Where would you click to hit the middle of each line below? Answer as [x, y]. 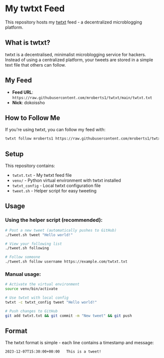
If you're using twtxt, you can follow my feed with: [55, 130]
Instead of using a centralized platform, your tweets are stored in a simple [79, 60]
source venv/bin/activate [31, 289]
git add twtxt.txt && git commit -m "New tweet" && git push [69, 316]
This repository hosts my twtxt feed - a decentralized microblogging [74, 22]
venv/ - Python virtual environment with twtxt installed [66, 180]
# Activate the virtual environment [42, 285]
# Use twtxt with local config [37, 298]
